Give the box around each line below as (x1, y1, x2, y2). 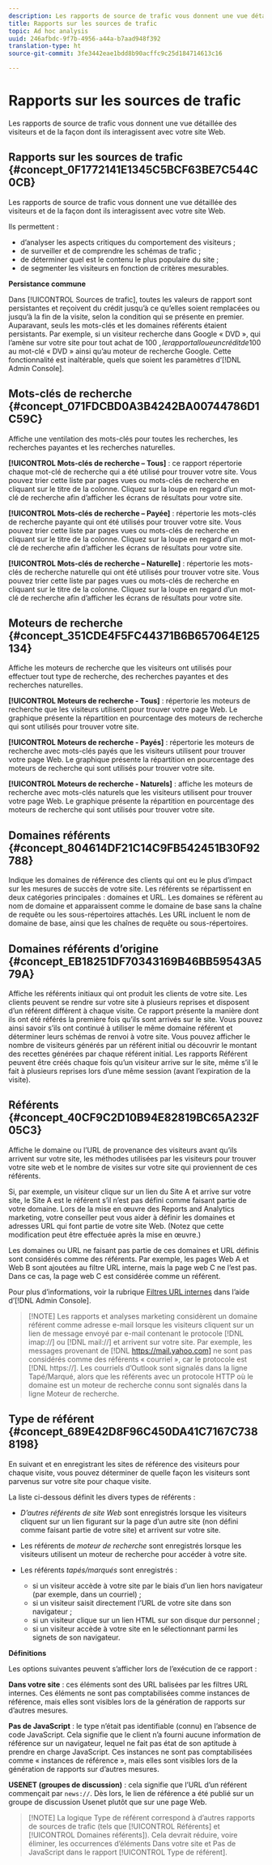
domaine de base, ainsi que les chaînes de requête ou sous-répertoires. (8, 918, 249, 928)
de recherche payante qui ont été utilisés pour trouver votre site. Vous (8, 516, 242, 527)
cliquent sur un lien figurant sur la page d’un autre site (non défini (19, 1516, 239, 1526)
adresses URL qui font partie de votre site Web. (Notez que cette (8, 1221, 224, 1230)
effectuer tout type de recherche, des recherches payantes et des (8, 672, 229, 682)
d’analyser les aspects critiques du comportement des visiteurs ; (19, 237, 236, 247)
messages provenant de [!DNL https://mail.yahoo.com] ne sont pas (28, 1345, 253, 1355)
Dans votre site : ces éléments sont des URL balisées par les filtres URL (8, 1679, 249, 1689)
